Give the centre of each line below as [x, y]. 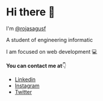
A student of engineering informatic [49, 40]
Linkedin [25, 79]
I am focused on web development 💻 [52, 51]
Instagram [27, 86]
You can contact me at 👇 [36, 66]
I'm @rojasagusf [26, 28]
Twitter [23, 92]
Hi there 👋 [30, 12]
